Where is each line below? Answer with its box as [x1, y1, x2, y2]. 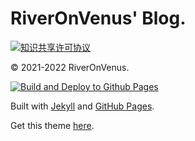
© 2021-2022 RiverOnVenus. [10, 61, 130, 73]
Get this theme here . [10, 119, 95, 131]
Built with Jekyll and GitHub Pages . [10, 100, 155, 112]
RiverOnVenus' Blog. [10, 7, 187, 30]
